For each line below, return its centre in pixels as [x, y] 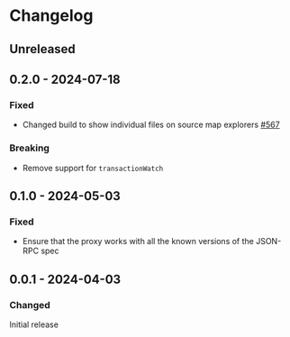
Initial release [34, 324]
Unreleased [43, 49]
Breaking [29, 148]
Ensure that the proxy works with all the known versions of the [138, 241]
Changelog [51, 16]
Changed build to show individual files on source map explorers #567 [151, 125]
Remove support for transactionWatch [93, 168]
